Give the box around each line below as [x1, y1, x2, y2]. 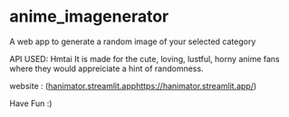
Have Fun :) [9, 97, 53, 109]
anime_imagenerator [9, 6, 169, 27]
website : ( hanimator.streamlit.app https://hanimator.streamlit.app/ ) [9, 80, 257, 91]
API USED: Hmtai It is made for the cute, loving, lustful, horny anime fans [9, 53, 280, 64]
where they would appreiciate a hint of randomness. [9, 63, 204, 74]
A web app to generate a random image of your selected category [9, 36, 256, 47]
